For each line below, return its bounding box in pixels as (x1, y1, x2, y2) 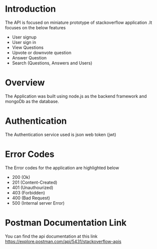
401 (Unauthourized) (12, 184, 53, 191)
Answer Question (12, 55, 47, 60)
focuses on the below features (5, 24, 66, 30)
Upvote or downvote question (12, 50, 72, 56)
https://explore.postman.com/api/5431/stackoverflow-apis (5, 238, 122, 244)
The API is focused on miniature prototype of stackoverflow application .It (5, 19, 153, 25)
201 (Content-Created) (12, 179, 58, 185)
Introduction (5, 3, 56, 15)
